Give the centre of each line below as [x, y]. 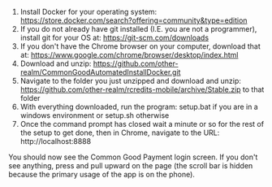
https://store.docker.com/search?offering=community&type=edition [134, 20]
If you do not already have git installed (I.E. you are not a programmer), [138, 29]
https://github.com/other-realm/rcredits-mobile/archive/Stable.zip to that [142, 89]
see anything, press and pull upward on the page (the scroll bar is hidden [131, 165]
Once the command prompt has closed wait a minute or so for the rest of [142, 124]
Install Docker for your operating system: [89, 12]
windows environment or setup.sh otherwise [95, 115]
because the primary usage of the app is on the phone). [101, 174]
